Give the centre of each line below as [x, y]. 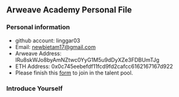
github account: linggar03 [47, 40]
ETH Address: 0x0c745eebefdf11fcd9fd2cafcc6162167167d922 [94, 66]
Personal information [38, 27]
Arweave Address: [38, 53]
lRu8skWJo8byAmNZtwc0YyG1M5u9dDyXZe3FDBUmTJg [87, 59]
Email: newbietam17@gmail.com [55, 47]
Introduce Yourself [34, 89]
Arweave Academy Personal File [69, 10]
